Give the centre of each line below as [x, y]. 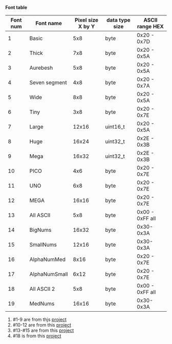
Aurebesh [41, 68]
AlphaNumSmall [49, 274]
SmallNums [43, 245]
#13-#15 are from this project [43, 330]
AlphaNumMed [47, 259]
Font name [49, 23]
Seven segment [48, 83]
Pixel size [87, 20]
